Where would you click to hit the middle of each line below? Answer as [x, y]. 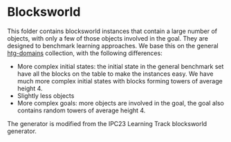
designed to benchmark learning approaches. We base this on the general [113, 45]
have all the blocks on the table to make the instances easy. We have [115, 74]
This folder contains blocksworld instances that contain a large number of [112, 31]
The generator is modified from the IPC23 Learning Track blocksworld [107, 123]
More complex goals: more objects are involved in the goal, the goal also [121, 103]
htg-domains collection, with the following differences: [85, 53]
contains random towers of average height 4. [81, 110]
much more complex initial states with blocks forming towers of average [120, 81]
